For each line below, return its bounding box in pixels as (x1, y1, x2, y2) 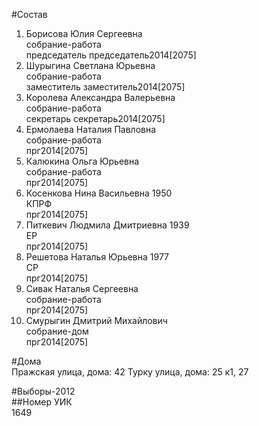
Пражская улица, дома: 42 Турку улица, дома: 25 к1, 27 (11, 366, 249, 378)
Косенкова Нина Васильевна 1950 (25, 187, 173, 199)
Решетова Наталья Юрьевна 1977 (25, 251, 170, 263)
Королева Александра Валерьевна (25, 92, 176, 103)
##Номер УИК (11, 396, 73, 408)
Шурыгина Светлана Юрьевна (25, 60, 156, 71)
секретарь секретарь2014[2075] (25, 113, 166, 124)
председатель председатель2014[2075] (25, 49, 197, 61)
